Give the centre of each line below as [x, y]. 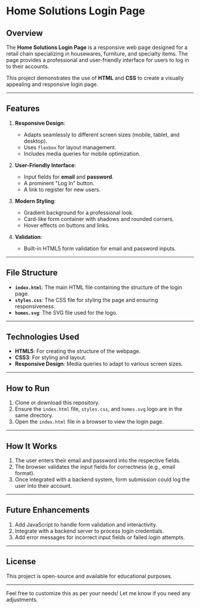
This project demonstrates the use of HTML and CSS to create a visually [95, 78]
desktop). [35, 141]
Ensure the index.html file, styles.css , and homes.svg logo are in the [99, 409]
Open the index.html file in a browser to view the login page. [89, 422]
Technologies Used [43, 337]
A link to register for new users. [62, 189]
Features [23, 109]
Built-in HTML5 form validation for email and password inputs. [100, 248]
